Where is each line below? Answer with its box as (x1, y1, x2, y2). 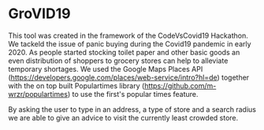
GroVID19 (8, 5, 71, 23)
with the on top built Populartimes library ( (8, 80, 145, 91)
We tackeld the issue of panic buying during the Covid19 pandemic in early (8, 39, 251, 48)
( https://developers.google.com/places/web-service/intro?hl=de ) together (8, 72, 250, 82)
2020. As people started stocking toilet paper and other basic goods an (8, 47, 240, 57)
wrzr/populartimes (8, 89, 69, 98)
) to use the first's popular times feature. (67, 89, 199, 98)
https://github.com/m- (144, 80, 217, 91)
